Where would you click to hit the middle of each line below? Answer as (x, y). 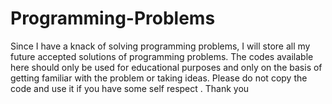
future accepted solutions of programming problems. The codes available (162, 56)
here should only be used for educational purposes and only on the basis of (166, 67)
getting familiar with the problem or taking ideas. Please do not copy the (159, 78)
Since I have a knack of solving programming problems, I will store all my (160, 46)
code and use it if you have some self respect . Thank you (130, 88)
